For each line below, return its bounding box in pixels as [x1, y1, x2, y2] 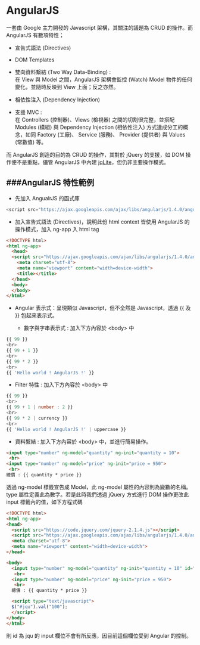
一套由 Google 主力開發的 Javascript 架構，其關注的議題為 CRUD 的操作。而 [6, 24, 193, 31]
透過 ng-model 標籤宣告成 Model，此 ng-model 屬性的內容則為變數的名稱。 [6, 483, 192, 491]
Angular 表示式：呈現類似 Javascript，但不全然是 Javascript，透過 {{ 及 [14, 305, 192, 312]
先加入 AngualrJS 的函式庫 [14, 194, 80, 201]
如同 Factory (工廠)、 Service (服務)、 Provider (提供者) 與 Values [25, 131, 186, 138]
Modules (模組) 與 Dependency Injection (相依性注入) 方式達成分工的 [14, 123, 183, 131]
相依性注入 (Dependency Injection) [14, 96, 100, 103]
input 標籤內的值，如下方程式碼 [6, 498, 83, 506]
